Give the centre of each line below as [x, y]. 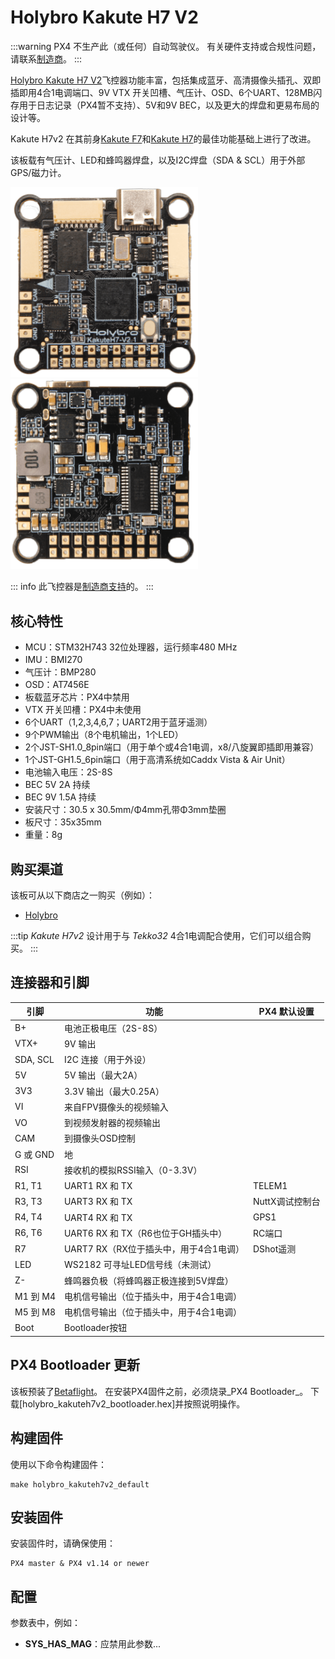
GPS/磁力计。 [38, 172]
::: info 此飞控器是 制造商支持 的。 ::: [82, 587]
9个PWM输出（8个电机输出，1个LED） [104, 735]
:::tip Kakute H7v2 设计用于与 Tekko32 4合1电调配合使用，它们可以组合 [156, 936]
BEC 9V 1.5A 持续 [60, 797]
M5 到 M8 [35, 1312]
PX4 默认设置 [286, 1012]
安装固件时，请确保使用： [63, 1543]
